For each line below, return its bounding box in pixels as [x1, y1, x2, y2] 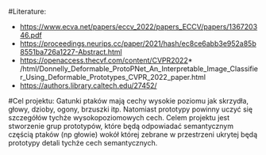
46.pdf [19, 31, 42, 40]
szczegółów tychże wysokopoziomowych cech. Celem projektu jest [8, 113, 230, 122]
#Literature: [8, 7, 47, 16]
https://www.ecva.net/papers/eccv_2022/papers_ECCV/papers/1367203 [19, 22, 258, 31]
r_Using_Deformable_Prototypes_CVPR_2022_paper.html [19, 73, 206, 81]
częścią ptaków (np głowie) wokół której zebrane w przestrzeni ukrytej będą [8, 130, 258, 139]
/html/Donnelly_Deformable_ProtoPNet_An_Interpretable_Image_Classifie [19, 64, 258, 74]
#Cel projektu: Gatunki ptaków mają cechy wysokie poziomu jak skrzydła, [8, 96, 249, 105]
